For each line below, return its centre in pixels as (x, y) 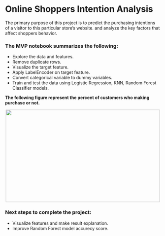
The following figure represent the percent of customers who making (77, 98)
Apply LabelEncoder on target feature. (51, 72)
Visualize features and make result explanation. (60, 223)
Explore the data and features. (43, 57)
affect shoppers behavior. (31, 33)
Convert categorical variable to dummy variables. (62, 78)
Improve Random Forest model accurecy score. (60, 228)
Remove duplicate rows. (37, 62)
